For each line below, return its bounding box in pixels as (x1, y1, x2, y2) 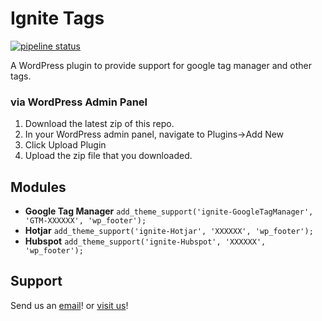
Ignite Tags (10, 7, 105, 30)
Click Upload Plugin (24, 139, 107, 151)
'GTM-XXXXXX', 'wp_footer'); (24, 216, 147, 226)
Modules (10, 178, 67, 196)
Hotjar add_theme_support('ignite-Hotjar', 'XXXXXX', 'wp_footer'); (24, 225, 314, 237)
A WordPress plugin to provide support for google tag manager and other (10, 59, 313, 71)
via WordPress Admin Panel (10, 95, 148, 109)
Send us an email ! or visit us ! (10, 299, 129, 311)
